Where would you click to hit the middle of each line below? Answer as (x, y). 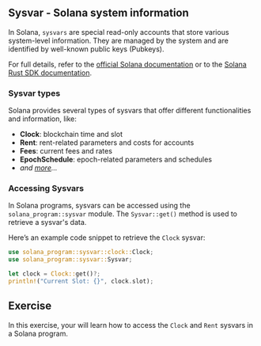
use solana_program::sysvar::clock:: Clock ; (81, 253)
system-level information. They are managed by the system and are (119, 40)
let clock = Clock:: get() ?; (55, 274)
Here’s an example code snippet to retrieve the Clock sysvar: (107, 238)
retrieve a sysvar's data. (47, 222)
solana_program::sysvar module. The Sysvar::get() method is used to (123, 214)
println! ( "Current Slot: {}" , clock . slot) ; (81, 281)
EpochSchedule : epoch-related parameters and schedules (115, 160)
